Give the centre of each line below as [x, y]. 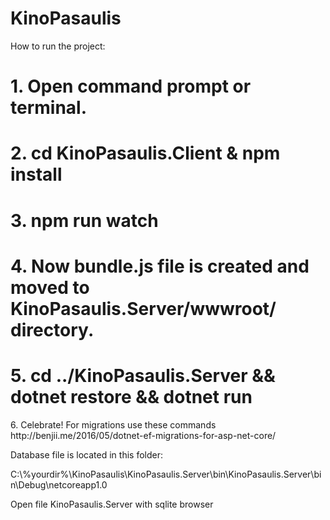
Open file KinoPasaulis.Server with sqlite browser [112, 504]
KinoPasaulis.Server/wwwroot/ [143, 308]
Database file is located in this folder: [86, 454]
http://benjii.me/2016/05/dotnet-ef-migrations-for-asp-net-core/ [143, 435]
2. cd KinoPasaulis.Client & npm [145, 153]
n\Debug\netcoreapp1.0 [59, 484]
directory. [52, 329]
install [36, 174]
